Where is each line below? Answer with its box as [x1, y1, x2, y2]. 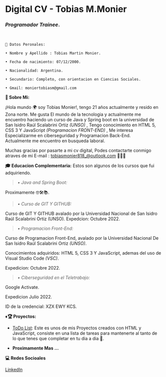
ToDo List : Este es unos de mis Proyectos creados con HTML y [12, 325, 142, 331]
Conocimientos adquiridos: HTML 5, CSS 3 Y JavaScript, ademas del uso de [5, 250, 162, 256]
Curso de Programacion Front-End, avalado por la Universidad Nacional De [5, 235, 159, 241]
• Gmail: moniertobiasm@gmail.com [5, 86, 77, 91]
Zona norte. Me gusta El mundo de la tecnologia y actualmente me [5, 111, 142, 117]
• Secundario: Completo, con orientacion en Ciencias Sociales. [5, 77, 141, 82]
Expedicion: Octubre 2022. [5, 265, 61, 271]
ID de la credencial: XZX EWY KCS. [5, 303, 77, 309]
